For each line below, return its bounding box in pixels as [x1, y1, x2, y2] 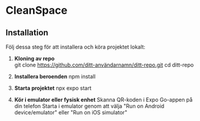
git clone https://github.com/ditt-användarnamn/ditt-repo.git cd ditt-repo [14, 61, 194, 68]
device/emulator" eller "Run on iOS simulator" [14, 109, 128, 116]
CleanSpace [5, 4, 68, 17]
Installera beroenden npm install [14, 73, 96, 80]
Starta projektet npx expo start [14, 84, 92, 92]
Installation [5, 28, 49, 38]
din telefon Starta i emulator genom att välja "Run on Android [14, 102, 165, 110]
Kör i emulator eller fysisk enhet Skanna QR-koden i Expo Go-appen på [14, 96, 193, 103]
